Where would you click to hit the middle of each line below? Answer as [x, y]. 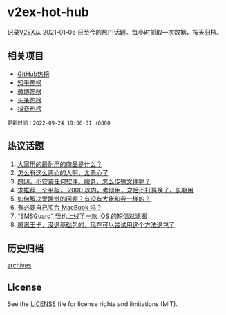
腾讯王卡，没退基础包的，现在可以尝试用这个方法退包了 [96, 224]
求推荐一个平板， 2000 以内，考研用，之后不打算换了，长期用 [105, 190]
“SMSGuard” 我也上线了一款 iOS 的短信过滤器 [82, 216]
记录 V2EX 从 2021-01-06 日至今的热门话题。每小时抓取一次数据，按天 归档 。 [115, 32]
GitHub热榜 [33, 74]
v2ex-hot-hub [48, 12]
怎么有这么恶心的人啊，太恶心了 [63, 172]
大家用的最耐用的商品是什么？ [59, 164]
